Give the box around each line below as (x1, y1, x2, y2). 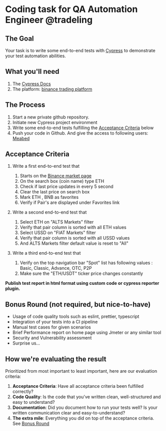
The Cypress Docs (12, 80, 51, 86)
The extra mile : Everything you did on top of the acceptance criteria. (12, 415, 154, 421)
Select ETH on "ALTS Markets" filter (19, 219, 94, 225)
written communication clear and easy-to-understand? (12, 410, 125, 416)
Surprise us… (12, 340, 40, 346)
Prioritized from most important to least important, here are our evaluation (5, 368, 157, 374)
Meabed (12, 135, 30, 141)
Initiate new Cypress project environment (12, 119, 97, 125)
